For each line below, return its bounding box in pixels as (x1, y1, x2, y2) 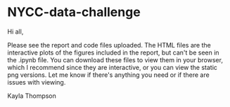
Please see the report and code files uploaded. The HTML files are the (7, 41, 211, 49)
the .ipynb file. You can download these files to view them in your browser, (7, 55, 224, 64)
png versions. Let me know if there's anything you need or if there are (7, 71, 210, 79)
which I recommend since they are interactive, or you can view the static (7, 63, 218, 71)
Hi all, (7, 27, 24, 36)
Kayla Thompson (7, 92, 56, 100)
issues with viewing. (7, 78, 66, 86)
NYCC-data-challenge (7, 4, 141, 20)
